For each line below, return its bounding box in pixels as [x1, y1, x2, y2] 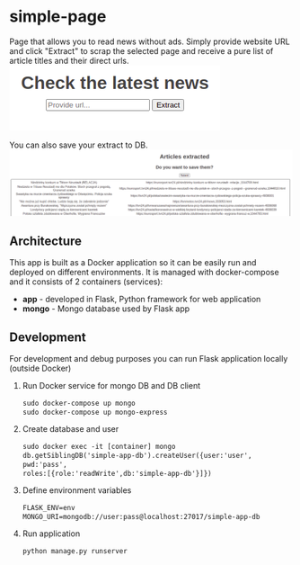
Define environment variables [22, 485, 132, 496]
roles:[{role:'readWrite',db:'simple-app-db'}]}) [22, 470, 213, 479]
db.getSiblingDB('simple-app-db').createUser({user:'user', [22, 452, 252, 461]
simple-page [9, 6, 107, 27]
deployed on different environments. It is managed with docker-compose [9, 267, 280, 278]
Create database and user [22, 424, 119, 435]
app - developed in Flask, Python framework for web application [22, 294, 261, 305]
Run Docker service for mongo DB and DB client [22, 381, 200, 391]
